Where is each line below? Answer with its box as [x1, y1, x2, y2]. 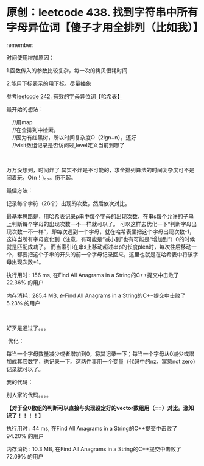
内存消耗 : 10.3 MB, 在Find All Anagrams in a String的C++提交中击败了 [6, 445, 181, 453]
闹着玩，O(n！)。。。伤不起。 [6, 174, 77, 181]
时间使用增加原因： [6, 54, 55, 61]
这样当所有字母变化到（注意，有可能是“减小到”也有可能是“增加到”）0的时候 [6, 235, 195, 242]
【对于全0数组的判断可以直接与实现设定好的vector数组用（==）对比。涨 [6, 404, 189, 411]
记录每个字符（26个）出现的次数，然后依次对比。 [6, 199, 131, 207]
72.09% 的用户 [6, 453, 44, 460]
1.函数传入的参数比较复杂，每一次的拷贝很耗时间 [6, 66, 128, 74]
